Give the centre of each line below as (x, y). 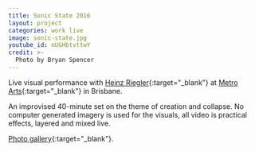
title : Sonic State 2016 (49, 15)
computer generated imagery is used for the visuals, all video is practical (127, 114)
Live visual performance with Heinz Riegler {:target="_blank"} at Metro (123, 82)
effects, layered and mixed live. (59, 123)
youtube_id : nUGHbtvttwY (49, 45)
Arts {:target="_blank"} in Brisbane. (65, 91)
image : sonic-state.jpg (48, 38)
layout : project (35, 23)
